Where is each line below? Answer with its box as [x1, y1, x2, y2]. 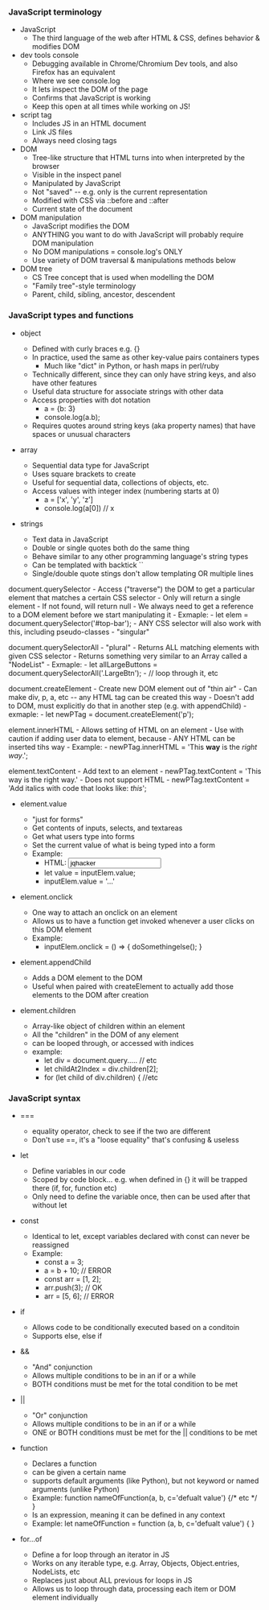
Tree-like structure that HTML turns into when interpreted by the [31, 153, 245, 163]
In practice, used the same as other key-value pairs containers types [31, 352, 259, 362]
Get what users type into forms [31, 831, 135, 841]
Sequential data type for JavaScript [31, 460, 150, 470]
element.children [19, 1005, 76, 1015]
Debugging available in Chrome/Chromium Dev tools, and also [31, 59, 238, 68]
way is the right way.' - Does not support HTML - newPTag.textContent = [8, 775, 251, 784]
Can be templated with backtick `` [31, 560, 144, 570]
